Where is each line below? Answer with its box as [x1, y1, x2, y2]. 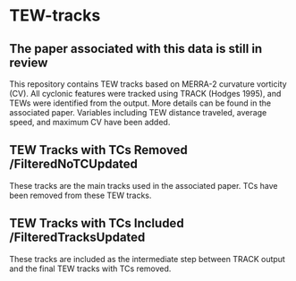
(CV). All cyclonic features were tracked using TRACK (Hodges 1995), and [9, 89, 282, 98]
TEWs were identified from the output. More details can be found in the [9, 98, 271, 108]
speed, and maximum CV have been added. [9, 117, 171, 127]
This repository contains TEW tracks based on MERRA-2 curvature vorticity [9, 79, 288, 89]
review [9, 55, 48, 70]
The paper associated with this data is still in [9, 41, 263, 56]
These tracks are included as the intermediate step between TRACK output [9, 253, 286, 264]
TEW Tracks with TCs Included [9, 216, 185, 231]
